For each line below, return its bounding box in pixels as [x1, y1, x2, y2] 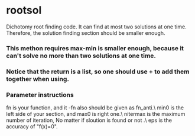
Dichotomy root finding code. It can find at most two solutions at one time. [6, 23, 187, 30]
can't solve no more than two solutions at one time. [6, 51, 157, 60]
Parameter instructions [6, 90, 74, 99]
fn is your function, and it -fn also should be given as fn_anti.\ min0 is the [6, 104, 184, 111]
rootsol [6, 4, 42, 17]
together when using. [6, 75, 70, 83]
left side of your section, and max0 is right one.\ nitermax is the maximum [6, 111, 186, 118]
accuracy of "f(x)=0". [6, 123, 58, 130]
